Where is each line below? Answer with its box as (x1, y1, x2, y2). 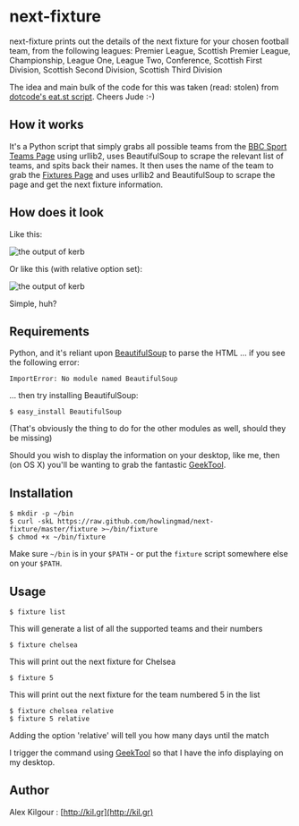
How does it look (9, 205, 105, 220)
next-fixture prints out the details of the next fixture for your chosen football (9, 36, 289, 47)
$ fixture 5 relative (9, 714, 90, 723)
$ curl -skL (9, 517, 54, 526)
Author (9, 783, 49, 798)
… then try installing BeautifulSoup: (9, 390, 139, 401)
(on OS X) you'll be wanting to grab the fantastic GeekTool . (9, 459, 226, 471)
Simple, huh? (9, 298, 57, 309)
